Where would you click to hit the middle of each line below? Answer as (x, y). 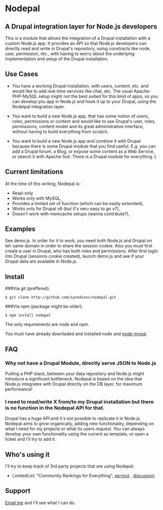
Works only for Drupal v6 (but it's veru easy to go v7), (66, 208)
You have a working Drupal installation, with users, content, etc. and (80, 86)
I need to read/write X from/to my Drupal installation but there (80, 401)
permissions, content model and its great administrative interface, (78, 126)
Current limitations (34, 172)
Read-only (22, 193)
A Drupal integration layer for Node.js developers (81, 27)
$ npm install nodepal (28, 315)
